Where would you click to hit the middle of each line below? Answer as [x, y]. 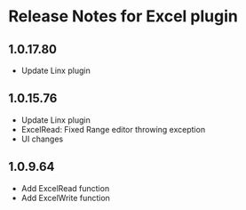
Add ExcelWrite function [65, 198]
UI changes [42, 139]
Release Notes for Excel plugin [123, 16]
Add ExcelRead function [65, 188]
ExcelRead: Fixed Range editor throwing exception [113, 129]
